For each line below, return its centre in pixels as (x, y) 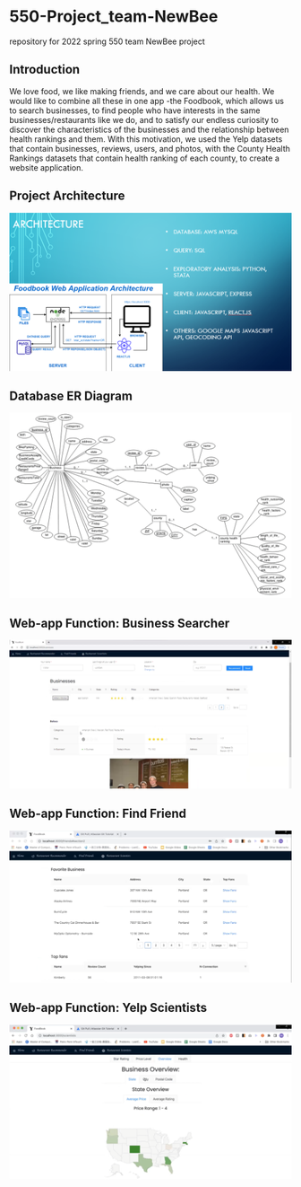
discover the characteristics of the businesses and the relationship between (149, 129)
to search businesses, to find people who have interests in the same (135, 110)
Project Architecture (67, 196)
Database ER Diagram (71, 396)
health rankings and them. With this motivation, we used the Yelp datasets (146, 139)
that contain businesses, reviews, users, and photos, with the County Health (150, 148)
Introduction (45, 70)
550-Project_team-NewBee (114, 17)
